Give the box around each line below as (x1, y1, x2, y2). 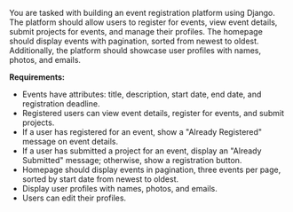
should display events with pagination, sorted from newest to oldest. (9, 35, 259, 46)
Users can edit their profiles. (21, 192, 127, 203)
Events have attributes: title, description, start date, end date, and (21, 89, 262, 99)
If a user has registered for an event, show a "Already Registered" (21, 127, 263, 137)
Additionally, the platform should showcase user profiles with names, (9, 45, 262, 56)
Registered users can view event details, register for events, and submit (21, 108, 285, 118)
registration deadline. (21, 98, 100, 109)
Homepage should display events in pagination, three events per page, (21, 164, 281, 175)
